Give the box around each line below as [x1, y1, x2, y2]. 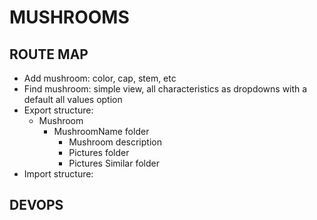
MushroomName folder [53, 126, 150, 137]
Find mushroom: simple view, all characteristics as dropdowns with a [23, 83, 308, 95]
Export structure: [23, 104, 94, 116]
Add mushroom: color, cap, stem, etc [23, 72, 177, 84]
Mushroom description [68, 136, 162, 148]
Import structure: [23, 168, 94, 180]
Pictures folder [68, 147, 130, 158]
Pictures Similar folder [68, 157, 160, 169]
